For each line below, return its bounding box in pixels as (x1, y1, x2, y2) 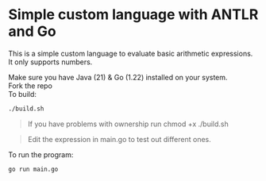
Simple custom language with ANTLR (8, 6, 259, 24)
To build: (8, 89, 37, 98)
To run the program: (8, 149, 74, 160)
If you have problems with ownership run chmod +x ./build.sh (27, 119, 229, 129)
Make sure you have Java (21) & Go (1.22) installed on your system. (8, 72, 228, 82)
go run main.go (8, 165, 59, 173)
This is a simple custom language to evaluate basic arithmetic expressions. (8, 48, 253, 58)
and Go (8, 22, 57, 40)
